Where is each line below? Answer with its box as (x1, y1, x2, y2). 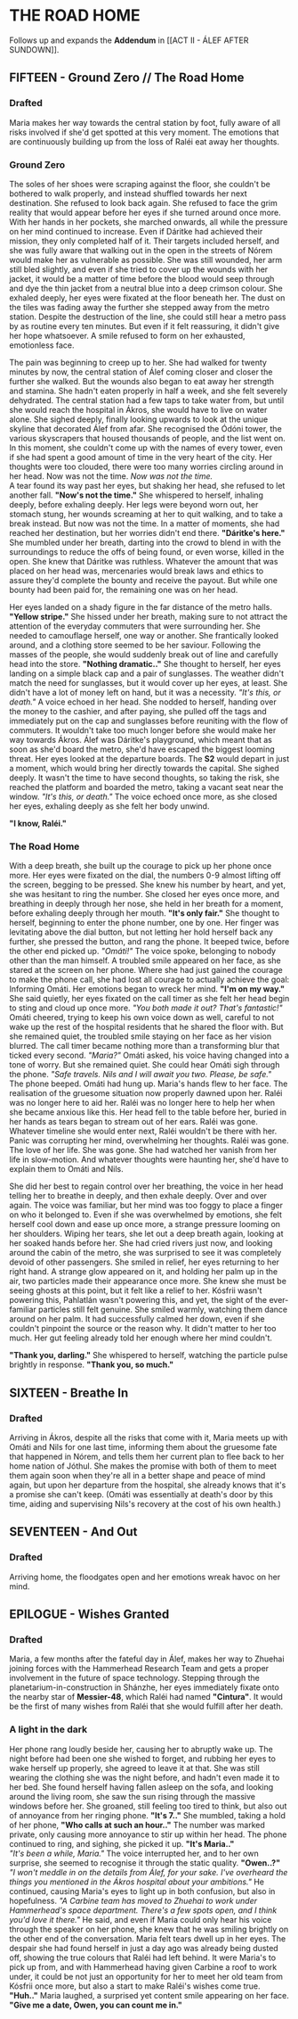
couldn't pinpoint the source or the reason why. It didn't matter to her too (9, 1323, 277, 1334)
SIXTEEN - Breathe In (9, 1385, 129, 1400)
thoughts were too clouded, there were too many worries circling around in (9, 461, 284, 472)
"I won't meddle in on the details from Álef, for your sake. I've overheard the (9, 1867, 288, 1877)
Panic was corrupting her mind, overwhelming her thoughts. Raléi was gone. (9, 1135, 289, 1146)
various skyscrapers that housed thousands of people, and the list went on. (9, 433, 286, 443)
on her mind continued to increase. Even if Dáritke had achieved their (9, 226, 263, 236)
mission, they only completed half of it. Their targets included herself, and (9, 235, 280, 246)
